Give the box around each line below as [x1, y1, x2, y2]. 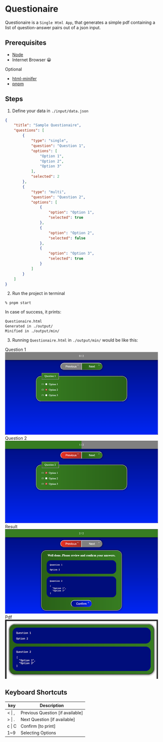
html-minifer [12, 75, 37, 81]
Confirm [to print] [20, 723, 56, 729]
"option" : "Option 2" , [48, 230, 95, 235]
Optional [5, 66, 22, 72]
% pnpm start [5, 300, 32, 306]
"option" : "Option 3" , [48, 251, 95, 256]
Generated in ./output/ [5, 324, 53, 329]
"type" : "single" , [31, 138, 68, 143]
